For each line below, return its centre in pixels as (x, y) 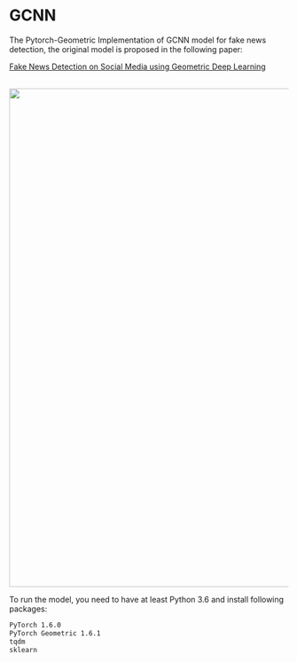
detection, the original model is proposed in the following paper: (126, 49)
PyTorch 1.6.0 (35, 625)
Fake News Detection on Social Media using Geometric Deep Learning (137, 66)
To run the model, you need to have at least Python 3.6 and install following (147, 599)
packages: (28, 609)
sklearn (23, 650)
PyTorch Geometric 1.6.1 (55, 633)
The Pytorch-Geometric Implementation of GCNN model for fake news (138, 40)
